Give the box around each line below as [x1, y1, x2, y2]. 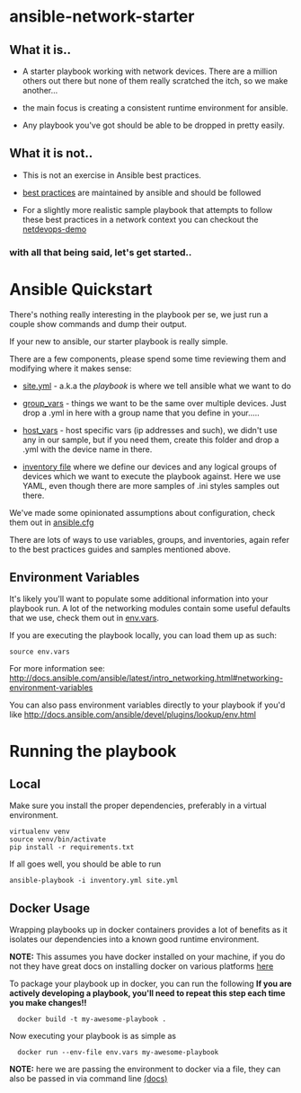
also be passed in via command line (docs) [9, 1073, 168, 1084]
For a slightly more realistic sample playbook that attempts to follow [22, 204, 273, 215]
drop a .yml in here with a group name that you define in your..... [22, 407, 261, 418]
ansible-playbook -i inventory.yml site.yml [9, 876, 179, 885]
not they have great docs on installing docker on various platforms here [9, 961, 274, 972]
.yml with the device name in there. [22, 443, 153, 455]
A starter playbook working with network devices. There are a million [22, 66, 278, 76]
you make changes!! [9, 998, 87, 1009]
